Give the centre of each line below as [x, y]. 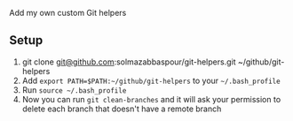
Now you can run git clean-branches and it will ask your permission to [151, 99]
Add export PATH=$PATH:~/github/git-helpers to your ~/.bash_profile [151, 80]
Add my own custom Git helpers [68, 13]
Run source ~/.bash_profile [74, 90]
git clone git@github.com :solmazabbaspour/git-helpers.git [129, 62]
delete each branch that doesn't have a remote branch [122, 109]
